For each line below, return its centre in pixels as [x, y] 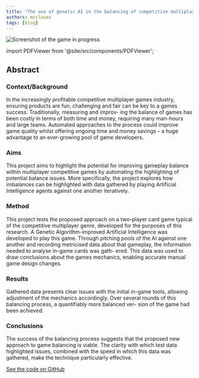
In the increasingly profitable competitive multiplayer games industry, [91, 100]
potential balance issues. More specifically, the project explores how [90, 178]
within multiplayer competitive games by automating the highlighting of [93, 172]
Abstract [23, 70]
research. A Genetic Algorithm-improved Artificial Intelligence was [87, 231]
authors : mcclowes [29, 17]
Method [18, 207]
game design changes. [34, 263]
